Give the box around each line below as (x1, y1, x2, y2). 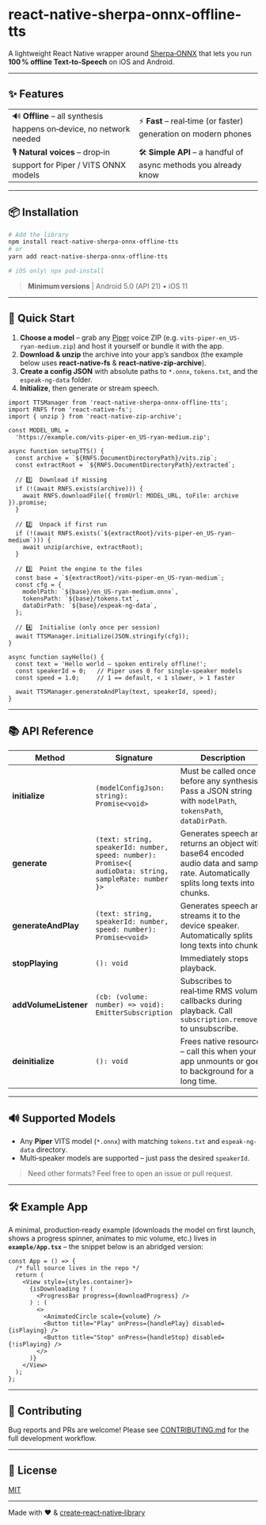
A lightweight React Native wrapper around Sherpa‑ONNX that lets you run (8, 48, 252, 58)
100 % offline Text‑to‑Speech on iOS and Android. (8, 57, 175, 67)
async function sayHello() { (8, 653, 104, 661)
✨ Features (8, 87, 64, 101)
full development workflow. (8, 1434, 97, 1443)
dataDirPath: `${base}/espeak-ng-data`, (22, 601, 158, 609)
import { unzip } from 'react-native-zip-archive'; (8, 412, 182, 421)
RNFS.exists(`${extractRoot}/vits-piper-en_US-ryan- (58, 529, 236, 537)
